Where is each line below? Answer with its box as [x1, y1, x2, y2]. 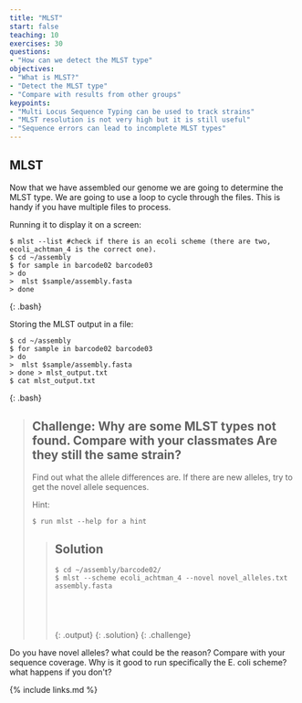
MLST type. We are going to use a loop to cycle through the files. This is [9, 191, 281, 202]
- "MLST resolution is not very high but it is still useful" [9, 115, 251, 124]
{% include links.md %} [9, 685, 99, 696]
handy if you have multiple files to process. [9, 201, 172, 212]
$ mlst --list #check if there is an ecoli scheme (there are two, [9, 237, 272, 246]
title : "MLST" [9, 13, 64, 23]
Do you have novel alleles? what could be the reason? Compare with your [9, 647, 286, 658]
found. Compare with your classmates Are [31, 433, 278, 449]
